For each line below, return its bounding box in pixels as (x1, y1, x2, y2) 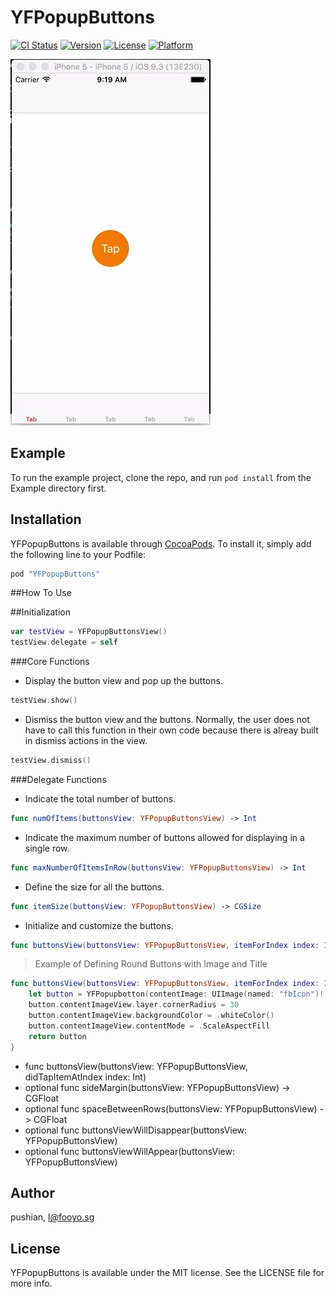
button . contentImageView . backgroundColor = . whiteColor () (28, 1011, 275, 1021)
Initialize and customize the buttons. (24, 919, 174, 931)
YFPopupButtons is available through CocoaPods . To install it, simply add (10, 537, 312, 550)
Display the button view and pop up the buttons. (24, 675, 223, 687)
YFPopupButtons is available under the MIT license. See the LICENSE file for (10, 1267, 325, 1279)
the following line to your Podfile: (10, 548, 147, 560)
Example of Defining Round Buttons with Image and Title (34, 958, 268, 970)
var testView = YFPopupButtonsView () (10, 627, 168, 637)
